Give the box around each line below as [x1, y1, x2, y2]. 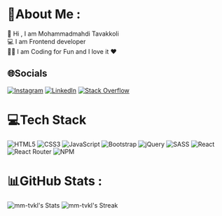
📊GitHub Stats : [7, 173, 103, 189]
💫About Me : [7, 6, 81, 22]
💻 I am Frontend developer [7, 37, 86, 45]
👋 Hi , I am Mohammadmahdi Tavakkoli [7, 29, 119, 38]
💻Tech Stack [7, 112, 87, 128]
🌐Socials [7, 68, 48, 80]
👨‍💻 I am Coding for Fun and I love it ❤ [7, 47, 117, 55]
